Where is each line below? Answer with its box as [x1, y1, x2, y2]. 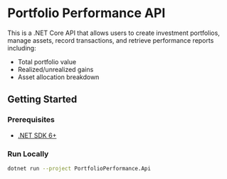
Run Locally [7, 148, 49, 158]
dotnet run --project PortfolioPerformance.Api [7, 165, 152, 172]
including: [7, 44, 37, 52]
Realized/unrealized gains [17, 65, 94, 73]
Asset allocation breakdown [17, 73, 100, 81]
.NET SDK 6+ [17, 131, 57, 140]
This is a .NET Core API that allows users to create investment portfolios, [7, 29, 221, 37]
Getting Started [7, 93, 78, 106]
